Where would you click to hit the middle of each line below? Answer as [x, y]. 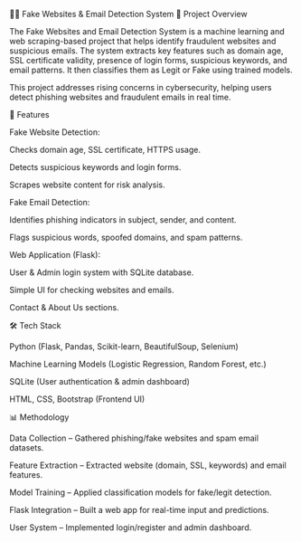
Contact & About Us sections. [64, 307]
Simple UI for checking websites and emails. [92, 290]
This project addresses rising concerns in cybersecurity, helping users [141, 87]
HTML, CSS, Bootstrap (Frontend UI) [77, 399]
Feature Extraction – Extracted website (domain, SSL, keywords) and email [148, 465]
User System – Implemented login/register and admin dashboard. [131, 528]
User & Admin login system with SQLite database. [102, 272]
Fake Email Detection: [50, 202]
